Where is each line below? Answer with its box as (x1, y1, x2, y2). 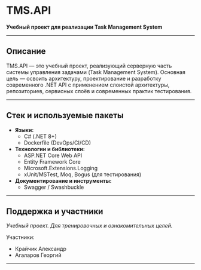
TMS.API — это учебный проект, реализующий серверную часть (6, 62, 172, 69)
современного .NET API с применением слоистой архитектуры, (6, 81, 170, 88)
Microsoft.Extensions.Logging (23, 164, 98, 171)
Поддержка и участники (6, 206, 103, 216)
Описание (6, 46, 46, 57)
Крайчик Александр (14, 246, 67, 253)
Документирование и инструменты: (14, 177, 112, 184)
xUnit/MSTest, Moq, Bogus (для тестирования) (23, 171, 142, 178)
